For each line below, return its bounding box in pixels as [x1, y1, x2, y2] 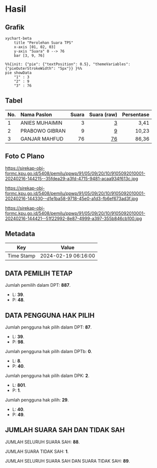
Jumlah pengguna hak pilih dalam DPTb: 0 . [5, 349, 92, 355]
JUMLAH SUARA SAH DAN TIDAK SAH [5, 426, 125, 434]
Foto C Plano [5, 152, 45, 161]
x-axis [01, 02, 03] [14, 45, 56, 50]
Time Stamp [7, 252, 36, 259]
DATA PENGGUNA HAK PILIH [5, 311, 95, 320]
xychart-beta [5, 36, 32, 41]
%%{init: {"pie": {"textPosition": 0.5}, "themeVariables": [5, 62, 131, 67]
